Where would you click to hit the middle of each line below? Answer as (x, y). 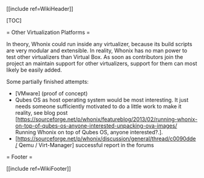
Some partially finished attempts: (48, 82)
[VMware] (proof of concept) (51, 93)
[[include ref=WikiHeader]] (40, 9)
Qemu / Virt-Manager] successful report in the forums (86, 145)
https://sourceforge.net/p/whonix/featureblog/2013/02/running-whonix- (107, 119)
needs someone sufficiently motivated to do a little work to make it (98, 106)
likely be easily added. (34, 70)
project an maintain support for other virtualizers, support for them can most (102, 63)
